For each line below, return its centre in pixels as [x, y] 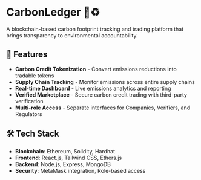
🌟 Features [27, 55]
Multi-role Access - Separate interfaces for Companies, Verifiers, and [103, 108]
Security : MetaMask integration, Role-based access [80, 170]
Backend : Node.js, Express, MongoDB [63, 164]
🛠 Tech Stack [33, 134]
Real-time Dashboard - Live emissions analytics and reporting [93, 88]
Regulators [28, 114]
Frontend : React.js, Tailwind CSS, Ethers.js [68, 158]
